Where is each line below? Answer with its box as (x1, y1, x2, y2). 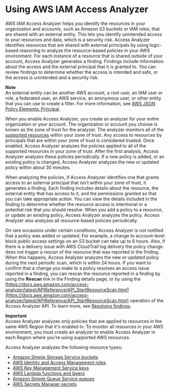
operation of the (130, 297, 164, 304)
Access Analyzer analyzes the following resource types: (5, 344, 123, 350)
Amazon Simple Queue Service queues (12, 375, 95, 382)
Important (5, 313, 27, 319)
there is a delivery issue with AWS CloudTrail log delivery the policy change (5, 243, 163, 250)
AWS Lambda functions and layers (12, 370, 85, 376)
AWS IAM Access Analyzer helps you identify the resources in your (5, 20, 146, 26)
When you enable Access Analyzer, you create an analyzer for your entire (5, 115, 159, 122)
